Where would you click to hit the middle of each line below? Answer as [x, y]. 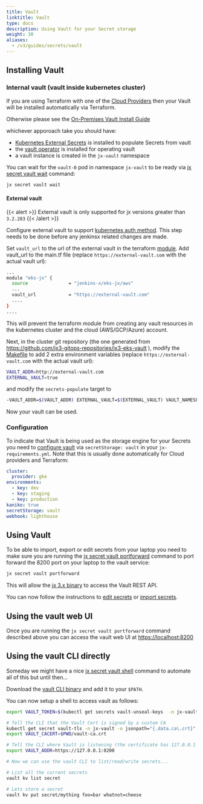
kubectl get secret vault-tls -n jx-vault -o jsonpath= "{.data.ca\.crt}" [101, 728]
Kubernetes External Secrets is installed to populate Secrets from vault [103, 142]
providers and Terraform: [37, 460]
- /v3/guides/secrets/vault [47, 46]
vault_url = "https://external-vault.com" [81, 295]
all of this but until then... [37, 677]
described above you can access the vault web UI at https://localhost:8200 [100, 637]
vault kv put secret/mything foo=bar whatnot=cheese [74, 795]
